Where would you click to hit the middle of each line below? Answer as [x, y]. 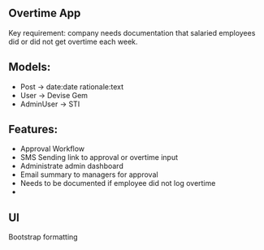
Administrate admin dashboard [71, 166]
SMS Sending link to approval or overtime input [99, 157]
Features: [33, 129]
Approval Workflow [52, 149]
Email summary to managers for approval [89, 175]
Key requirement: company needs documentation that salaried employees [132, 32]
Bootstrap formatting [43, 237]
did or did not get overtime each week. [73, 41]
